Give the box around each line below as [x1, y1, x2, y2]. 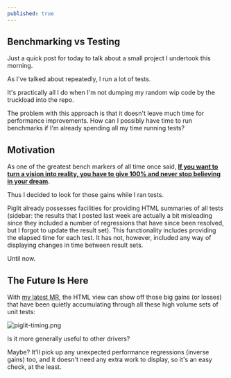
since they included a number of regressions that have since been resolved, [7, 219, 224, 227]
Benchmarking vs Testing [7, 36, 121, 48]
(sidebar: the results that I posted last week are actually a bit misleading [7, 212, 213, 220]
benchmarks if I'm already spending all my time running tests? [7, 124, 185, 132]
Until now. [7, 255, 36, 263]
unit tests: [7, 308, 36, 316]
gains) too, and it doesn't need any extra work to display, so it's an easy [7, 355, 213, 364]
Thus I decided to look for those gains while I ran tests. [7, 191, 164, 199]
